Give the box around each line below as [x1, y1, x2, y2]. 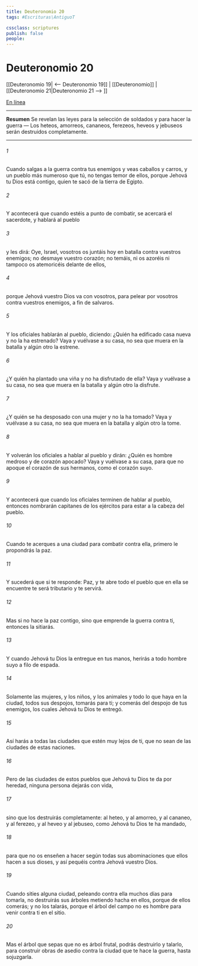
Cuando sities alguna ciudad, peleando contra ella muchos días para [6, 890, 173, 897]
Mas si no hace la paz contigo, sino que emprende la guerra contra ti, [6, 616, 175, 624]
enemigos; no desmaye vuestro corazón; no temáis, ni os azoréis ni [6, 254, 170, 261]
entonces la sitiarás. [6, 623, 55, 630]
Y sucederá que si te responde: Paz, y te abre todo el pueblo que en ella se [6, 579, 189, 586]
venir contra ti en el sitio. [6, 909, 66, 916]
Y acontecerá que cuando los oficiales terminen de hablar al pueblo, [6, 496, 172, 503]
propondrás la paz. [6, 547, 52, 554]
